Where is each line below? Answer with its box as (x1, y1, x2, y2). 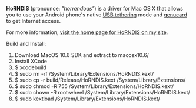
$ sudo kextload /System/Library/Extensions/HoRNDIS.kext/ (14, 95, 161, 102)
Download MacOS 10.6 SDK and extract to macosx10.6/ (14, 52, 149, 58)
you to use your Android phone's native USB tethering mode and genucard (6, 11, 187, 18)
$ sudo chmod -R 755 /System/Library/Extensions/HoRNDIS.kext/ (14, 83, 174, 90)
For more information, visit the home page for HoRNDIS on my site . (6, 29, 168, 36)
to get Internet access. (6, 18, 61, 24)
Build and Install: (6, 41, 46, 47)
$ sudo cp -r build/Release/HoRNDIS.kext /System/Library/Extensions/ (14, 76, 186, 83)
